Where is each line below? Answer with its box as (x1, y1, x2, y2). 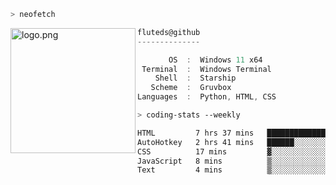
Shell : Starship (154, 73, 237, 84)
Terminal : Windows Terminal (141, 64, 272, 74)
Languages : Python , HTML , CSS (137, 92, 277, 102)
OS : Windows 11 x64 (168, 55, 263, 65)
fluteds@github (137, 27, 201, 37)
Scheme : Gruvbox (150, 83, 232, 93)
